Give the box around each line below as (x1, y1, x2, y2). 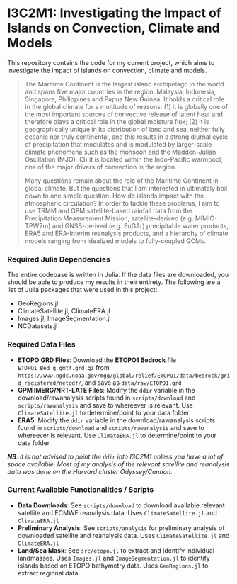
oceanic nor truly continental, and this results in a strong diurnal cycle (24, 133, 229, 141)
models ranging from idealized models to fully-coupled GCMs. (24, 236, 207, 245)
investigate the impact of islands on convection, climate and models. (7, 66, 207, 74)
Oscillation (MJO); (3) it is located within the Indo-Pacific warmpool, (24, 155, 223, 164)
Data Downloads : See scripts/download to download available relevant (17, 501, 225, 510)
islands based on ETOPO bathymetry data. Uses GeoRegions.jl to (17, 561, 209, 570)
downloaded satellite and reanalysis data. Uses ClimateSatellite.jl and (17, 531, 230, 539)
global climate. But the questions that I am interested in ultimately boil (24, 184, 228, 192)
